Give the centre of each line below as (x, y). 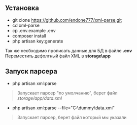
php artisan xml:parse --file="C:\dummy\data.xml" (63, 108)
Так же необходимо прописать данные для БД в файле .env (68, 50)
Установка (22, 8)
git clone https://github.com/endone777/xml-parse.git (67, 20)
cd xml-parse (26, 25)
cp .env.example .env (34, 30)
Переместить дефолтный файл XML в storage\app (58, 56)
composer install (29, 36)
